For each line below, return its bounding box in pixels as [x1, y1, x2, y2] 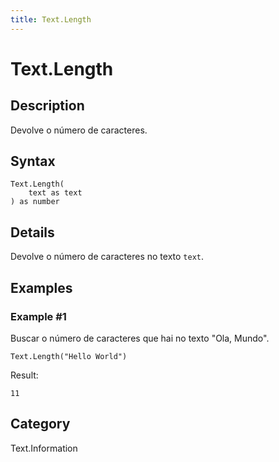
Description [10, 97, 85, 115]
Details [10, 224, 55, 241]
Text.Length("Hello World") [10, 351, 128, 361]
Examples [10, 279, 73, 296]
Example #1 [10, 309, 67, 323]
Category [10, 416, 71, 433]
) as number [10, 197, 60, 207]
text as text [28, 188, 83, 198]
